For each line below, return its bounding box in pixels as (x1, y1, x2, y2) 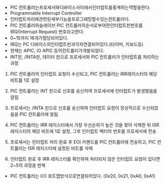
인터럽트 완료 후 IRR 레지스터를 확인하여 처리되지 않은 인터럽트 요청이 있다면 (10, 156, 160, 162)
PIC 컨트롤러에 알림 (19, 111, 58, 117)
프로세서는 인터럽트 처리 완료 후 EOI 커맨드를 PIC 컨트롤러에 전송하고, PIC (10, 139, 156, 145)
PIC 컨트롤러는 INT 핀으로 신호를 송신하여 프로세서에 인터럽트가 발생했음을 (10, 88, 157, 94)
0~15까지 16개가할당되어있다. (10, 35, 69, 41)
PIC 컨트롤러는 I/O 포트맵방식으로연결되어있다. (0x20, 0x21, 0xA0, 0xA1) (10, 173, 156, 179)
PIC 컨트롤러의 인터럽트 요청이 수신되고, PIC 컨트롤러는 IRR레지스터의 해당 (10, 71, 157, 77)
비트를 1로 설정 (10, 77, 39, 83)
